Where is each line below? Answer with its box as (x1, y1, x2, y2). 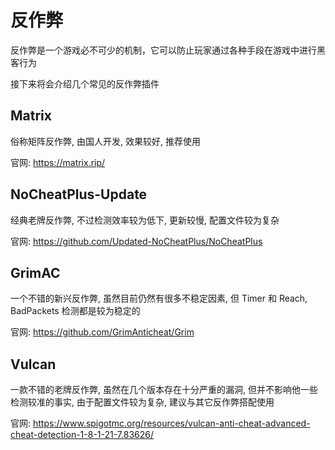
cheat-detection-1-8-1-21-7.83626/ (10, 429, 154, 441)
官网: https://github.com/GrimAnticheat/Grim (10, 326, 195, 338)
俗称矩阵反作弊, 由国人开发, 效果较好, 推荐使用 (10, 135, 201, 147)
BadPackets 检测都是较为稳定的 (10, 305, 141, 317)
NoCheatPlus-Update (10, 186, 148, 203)
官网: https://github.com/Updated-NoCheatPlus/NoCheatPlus (10, 235, 263, 247)
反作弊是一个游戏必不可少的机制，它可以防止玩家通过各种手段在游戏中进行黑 (10, 44, 326, 56)
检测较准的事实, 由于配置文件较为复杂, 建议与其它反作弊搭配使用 (10, 396, 275, 408)
